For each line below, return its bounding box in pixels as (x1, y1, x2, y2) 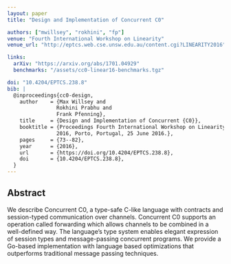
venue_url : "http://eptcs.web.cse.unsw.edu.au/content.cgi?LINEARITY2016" (7, 42, 226, 49)
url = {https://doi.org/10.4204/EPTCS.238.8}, (19, 149, 174, 156)
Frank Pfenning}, (56, 111, 107, 118)
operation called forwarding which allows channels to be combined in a (7, 220, 209, 228)
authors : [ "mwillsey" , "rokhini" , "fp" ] (7, 29, 125, 36)
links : (7, 54, 26, 61)
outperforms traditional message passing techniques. (7, 249, 159, 257)
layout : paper (7, 10, 48, 17)
